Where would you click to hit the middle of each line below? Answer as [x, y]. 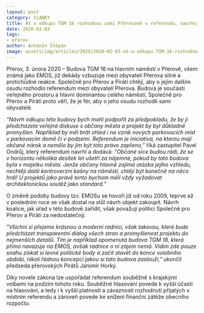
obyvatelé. [19, 108]
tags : [13, 35]
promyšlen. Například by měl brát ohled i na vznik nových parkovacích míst [101, 132]
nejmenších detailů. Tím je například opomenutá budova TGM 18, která [95, 239]
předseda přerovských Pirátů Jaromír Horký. [62, 266]
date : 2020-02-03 [28, 29]
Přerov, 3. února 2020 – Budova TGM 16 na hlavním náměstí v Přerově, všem [102, 69]
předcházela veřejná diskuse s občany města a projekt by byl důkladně [96, 126]
